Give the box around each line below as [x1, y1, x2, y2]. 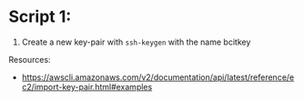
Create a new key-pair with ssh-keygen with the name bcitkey [21, 36, 251, 47]
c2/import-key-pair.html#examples [21, 81, 153, 92]
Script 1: [8, 6, 72, 27]
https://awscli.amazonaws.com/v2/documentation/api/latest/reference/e [21, 71, 295, 83]
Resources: [8, 54, 51, 65]
